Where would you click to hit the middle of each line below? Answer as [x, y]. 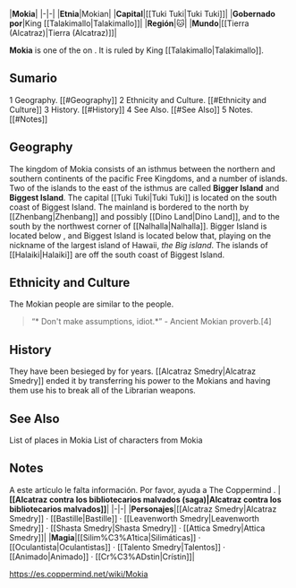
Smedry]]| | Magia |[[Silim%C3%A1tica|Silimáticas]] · [105, 537]
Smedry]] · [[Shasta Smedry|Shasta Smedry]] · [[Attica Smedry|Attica [137, 528]
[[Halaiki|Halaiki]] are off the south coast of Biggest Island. [117, 255]
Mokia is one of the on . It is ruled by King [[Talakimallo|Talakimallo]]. [136, 50]
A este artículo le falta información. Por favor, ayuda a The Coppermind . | [145, 489]
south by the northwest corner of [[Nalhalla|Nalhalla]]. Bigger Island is [138, 226]
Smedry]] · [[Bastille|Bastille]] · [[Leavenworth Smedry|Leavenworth [134, 518]
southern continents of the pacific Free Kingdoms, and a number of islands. [148, 178]
